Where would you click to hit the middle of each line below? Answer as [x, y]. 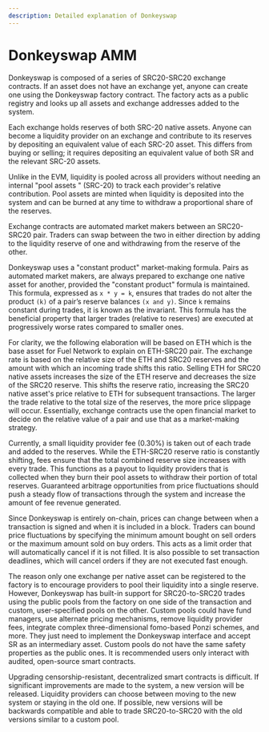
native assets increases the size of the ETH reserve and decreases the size [132, 376]
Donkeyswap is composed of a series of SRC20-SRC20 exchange [117, 78]
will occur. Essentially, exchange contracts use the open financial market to [132, 410]
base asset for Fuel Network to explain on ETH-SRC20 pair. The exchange [130, 351]
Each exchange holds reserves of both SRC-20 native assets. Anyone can [130, 127]
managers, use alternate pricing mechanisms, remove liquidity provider [126, 618]
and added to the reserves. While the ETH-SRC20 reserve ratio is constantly [134, 451]
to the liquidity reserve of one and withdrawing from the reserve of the [124, 243]
